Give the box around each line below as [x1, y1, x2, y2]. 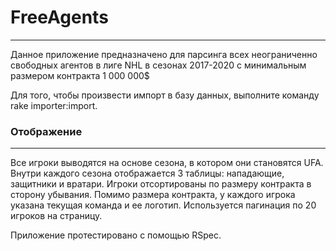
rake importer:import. [10, 99, 98, 111]
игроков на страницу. [10, 210, 103, 222]
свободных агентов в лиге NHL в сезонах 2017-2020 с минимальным [10, 59, 307, 71]
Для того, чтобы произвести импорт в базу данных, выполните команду [10, 89, 320, 101]
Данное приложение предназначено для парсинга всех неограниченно [10, 48, 318, 60]
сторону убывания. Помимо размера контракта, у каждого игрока [10, 189, 296, 201]
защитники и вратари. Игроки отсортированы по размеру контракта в [10, 178, 312, 190]
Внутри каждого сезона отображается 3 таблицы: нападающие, [10, 167, 285, 180]
